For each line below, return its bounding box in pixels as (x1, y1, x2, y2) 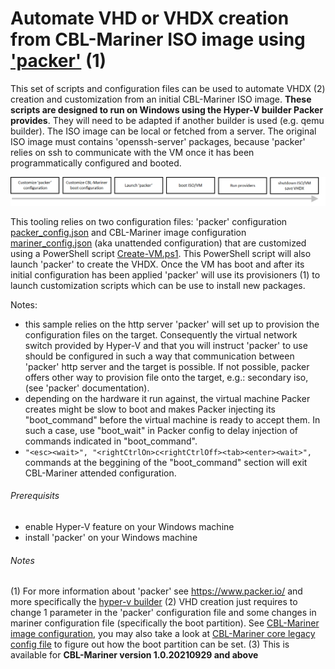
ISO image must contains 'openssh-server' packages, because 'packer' (10, 135, 306, 147)
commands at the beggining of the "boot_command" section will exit (24, 456, 308, 468)
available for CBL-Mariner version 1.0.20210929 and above (10, 649, 259, 661)
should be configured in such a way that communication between (24, 350, 295, 362)
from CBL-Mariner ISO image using (10, 28, 306, 51)
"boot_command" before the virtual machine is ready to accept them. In (24, 413, 321, 426)
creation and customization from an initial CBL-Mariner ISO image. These (10, 93, 312, 105)
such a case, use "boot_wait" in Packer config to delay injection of (24, 424, 298, 436)
